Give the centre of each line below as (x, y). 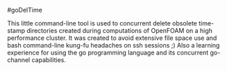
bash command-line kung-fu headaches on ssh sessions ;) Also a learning (113, 45)
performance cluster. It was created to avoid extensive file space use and (112, 38)
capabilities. (49, 60)
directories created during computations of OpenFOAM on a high (120, 31)
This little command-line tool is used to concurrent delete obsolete (102, 23)
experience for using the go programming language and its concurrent (108, 52)
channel (19, 60)
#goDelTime (25, 10)
